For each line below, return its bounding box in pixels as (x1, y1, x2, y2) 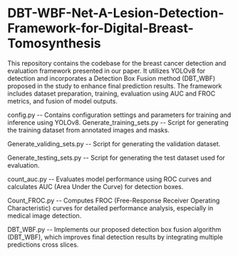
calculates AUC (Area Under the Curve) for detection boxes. (7, 182, 184, 190)
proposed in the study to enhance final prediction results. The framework (7, 81, 222, 90)
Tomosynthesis (7, 36, 101, 51)
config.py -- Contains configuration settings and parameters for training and (7, 111, 232, 119)
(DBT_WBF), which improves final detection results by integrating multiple (7, 232, 223, 241)
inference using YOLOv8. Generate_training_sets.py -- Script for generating (7, 118, 229, 126)
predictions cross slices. (7, 240, 79, 249)
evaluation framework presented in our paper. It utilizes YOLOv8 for (7, 66, 206, 75)
